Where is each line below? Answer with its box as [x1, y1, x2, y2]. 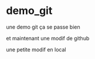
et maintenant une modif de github [6, 34, 90, 41]
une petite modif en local [6, 46, 66, 53]
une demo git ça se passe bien [6, 23, 80, 30]
